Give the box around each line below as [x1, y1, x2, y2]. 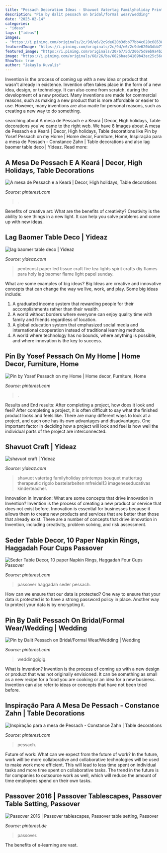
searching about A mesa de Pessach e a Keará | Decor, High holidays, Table [5, 118, 161, 124]
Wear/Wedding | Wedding [5, 624, 87, 632]
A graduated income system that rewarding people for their [12, 301, 134, 307]
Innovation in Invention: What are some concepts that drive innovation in [5, 495, 153, 501]
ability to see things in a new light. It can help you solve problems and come [5, 213, 161, 219]
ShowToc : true [5, 58, 35, 63]
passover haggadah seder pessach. [17, 582, 91, 588]
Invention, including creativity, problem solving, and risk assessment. [5, 522, 147, 528]
